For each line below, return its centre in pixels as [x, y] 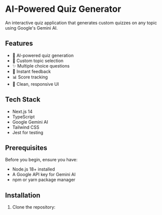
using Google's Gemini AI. [31, 28]
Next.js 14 [22, 111]
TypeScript [23, 116]
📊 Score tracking [30, 77]
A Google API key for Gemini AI [44, 175]
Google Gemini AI [30, 122]
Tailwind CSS [26, 127]
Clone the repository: [34, 207]
